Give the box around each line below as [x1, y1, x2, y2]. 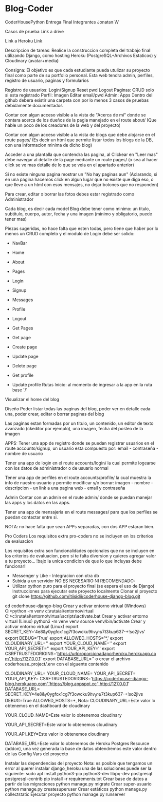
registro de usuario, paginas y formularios [5, 77, 89, 83]
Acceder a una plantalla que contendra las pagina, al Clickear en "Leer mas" [5, 152, 158, 157]
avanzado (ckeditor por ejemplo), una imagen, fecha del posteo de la [5, 425, 144, 431]
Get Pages [12, 325, 33, 331]
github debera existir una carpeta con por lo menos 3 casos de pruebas [5, 97, 149, 103]
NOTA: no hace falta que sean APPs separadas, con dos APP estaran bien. [5, 523, 155, 529]
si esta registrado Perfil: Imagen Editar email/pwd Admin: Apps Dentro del [5, 92, 153, 98]
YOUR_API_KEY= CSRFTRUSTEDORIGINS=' [5, 675, 92, 681]
